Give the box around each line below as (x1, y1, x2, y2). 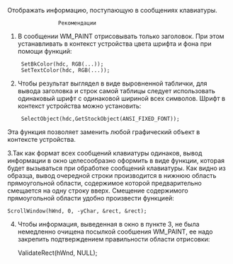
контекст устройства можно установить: (17, 102, 142, 110)
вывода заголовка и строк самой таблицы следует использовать (17, 87, 216, 95)
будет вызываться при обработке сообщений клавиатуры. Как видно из (7, 164, 226, 172)
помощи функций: (17, 47, 72, 55)
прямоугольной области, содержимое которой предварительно (7, 179, 202, 187)
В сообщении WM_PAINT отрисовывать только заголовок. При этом (17, 32, 225, 40)
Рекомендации (57, 20, 97, 27)
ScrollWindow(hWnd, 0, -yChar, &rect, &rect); (7, 208, 147, 215)
